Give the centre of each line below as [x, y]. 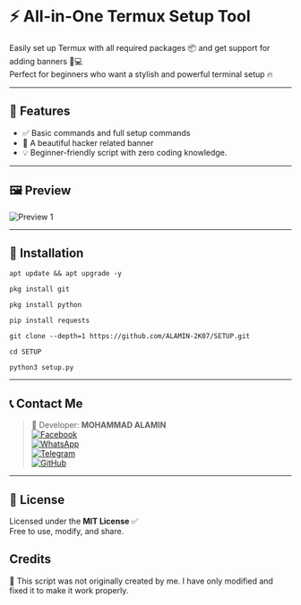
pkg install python [46, 305]
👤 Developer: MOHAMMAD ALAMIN [99, 425]
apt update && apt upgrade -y [66, 274]
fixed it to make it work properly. [69, 590]
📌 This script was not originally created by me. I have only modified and [141, 581]
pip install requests [50, 321]
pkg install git [39, 290]
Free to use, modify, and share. [67, 531]
